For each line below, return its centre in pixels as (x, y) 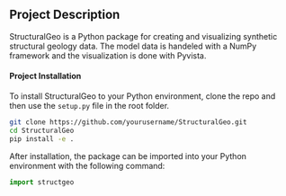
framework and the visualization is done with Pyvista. (108, 55)
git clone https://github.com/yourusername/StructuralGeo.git (128, 122)
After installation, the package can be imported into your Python (128, 156)
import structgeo (42, 182)
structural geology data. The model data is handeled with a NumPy (133, 46)
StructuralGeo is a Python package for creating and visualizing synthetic (143, 36)
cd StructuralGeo (42, 130)
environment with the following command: (87, 165)
